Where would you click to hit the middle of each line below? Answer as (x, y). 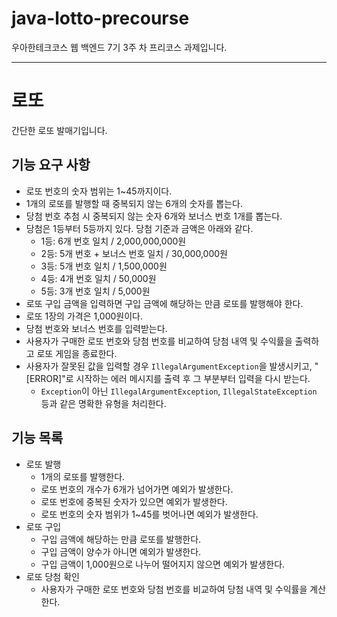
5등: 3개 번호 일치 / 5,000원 (95, 291)
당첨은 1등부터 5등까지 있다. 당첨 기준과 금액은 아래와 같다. (139, 228)
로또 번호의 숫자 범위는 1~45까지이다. (99, 191)
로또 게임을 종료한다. (77, 353)
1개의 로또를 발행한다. (83, 476)
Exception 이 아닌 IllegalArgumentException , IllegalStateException (179, 391)
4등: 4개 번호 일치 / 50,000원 (98, 278)
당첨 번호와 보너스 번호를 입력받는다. (96, 328)
